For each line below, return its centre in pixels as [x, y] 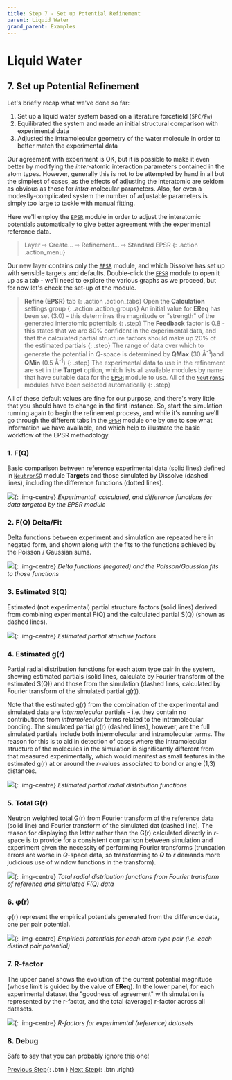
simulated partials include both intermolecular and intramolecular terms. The [116, 734]
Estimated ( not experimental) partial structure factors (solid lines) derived [112, 607]
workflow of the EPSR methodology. [59, 435]
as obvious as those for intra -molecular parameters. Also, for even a [105, 189]
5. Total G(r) [28, 803]
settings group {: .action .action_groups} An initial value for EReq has [122, 308]
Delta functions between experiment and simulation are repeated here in [110, 537]
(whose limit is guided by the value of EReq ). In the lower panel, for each [111, 986]
